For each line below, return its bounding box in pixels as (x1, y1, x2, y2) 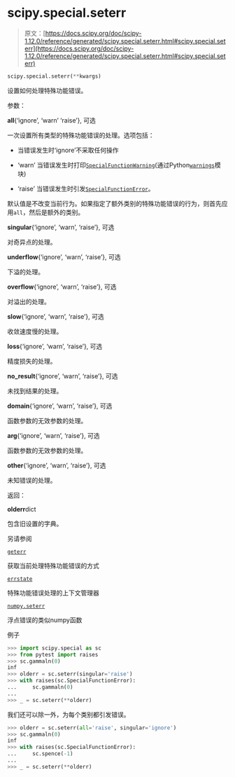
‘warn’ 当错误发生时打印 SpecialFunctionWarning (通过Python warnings (17, 160, 215, 169)
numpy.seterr (7, 603, 45, 610)
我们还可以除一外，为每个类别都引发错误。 (7, 710, 130, 719)
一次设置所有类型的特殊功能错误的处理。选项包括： (7, 131, 155, 139)
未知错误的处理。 (7, 476, 57, 484)
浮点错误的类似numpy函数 (7, 615, 83, 624)
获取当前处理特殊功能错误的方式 (7, 561, 99, 570)
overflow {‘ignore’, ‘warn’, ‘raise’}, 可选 (7, 282, 117, 291)
